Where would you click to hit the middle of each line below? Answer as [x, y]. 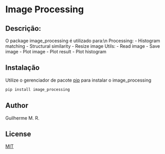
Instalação [23, 68]
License [18, 134]
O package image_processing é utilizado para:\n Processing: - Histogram [83, 41]
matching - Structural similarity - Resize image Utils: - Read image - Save [83, 46]
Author [17, 105]
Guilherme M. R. [22, 118]
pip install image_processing [38, 89]
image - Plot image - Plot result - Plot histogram [56, 52]
